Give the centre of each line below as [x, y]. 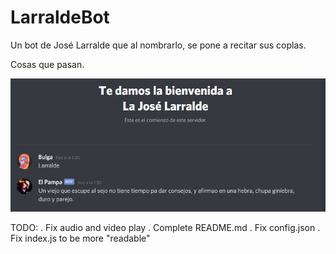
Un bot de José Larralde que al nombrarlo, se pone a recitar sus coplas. [158, 45]
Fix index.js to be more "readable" [80, 238]
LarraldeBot [60, 17]
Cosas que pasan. [47, 64]
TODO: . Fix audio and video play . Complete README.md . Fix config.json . [165, 228]
